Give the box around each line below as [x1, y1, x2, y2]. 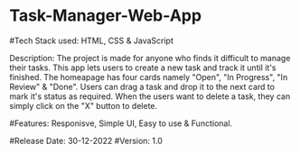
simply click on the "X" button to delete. [9, 100, 158, 111]
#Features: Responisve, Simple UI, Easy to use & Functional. [9, 118, 233, 129]
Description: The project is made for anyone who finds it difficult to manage [9, 52, 291, 63]
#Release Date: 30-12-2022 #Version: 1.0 [9, 135, 163, 146]
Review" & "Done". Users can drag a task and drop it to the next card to [9, 81, 276, 92]
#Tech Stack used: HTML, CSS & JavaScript [9, 35, 173, 46]
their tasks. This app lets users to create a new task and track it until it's [9, 62, 277, 73]
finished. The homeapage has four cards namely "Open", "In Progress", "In [9, 71, 288, 82]
